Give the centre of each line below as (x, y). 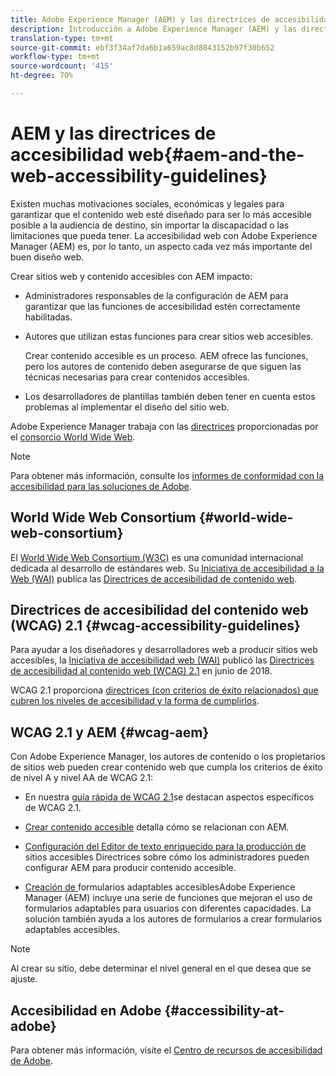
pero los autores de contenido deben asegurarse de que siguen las (163, 366)
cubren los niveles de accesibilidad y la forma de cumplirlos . (135, 701)
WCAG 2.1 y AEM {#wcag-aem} (110, 732)
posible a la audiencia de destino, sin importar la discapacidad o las (150, 225)
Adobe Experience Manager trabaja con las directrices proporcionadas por (164, 426)
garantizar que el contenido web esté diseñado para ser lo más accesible (161, 214)
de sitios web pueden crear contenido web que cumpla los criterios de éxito (166, 767)
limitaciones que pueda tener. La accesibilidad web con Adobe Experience (164, 235)
